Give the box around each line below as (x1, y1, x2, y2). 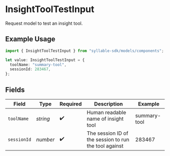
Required (59, 100, 82, 107)
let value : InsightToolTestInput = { (5, 57, 85, 63)
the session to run (87, 136, 130, 143)
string (36, 115, 50, 122)
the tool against (87, 142, 124, 149)
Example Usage (5, 35, 56, 43)
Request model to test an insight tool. (5, 20, 83, 26)
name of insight (87, 115, 124, 122)
